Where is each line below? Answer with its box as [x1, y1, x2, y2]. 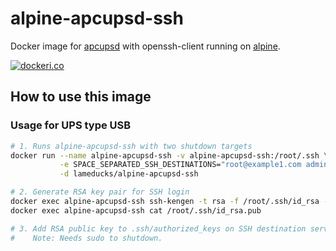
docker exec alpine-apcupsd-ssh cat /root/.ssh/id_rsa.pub [10, 205, 262, 216]
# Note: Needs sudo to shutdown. [10, 233, 163, 243]
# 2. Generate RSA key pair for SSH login [10, 187, 190, 197]
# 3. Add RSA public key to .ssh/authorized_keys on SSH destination [10, 223, 307, 234]
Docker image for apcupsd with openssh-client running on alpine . [10, 40, 281, 52]
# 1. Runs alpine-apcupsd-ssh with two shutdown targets [10, 141, 253, 151]
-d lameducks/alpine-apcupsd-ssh [59, 169, 199, 179]
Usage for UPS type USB [10, 118, 132, 132]
